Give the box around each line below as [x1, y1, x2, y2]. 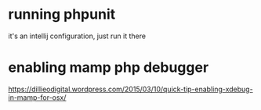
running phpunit [8, 5, 116, 23]
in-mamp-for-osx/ [8, 92, 67, 102]
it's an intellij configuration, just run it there [8, 31, 147, 41]
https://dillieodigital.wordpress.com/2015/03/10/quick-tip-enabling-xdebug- [8, 84, 253, 94]
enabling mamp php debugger [8, 59, 209, 76]
